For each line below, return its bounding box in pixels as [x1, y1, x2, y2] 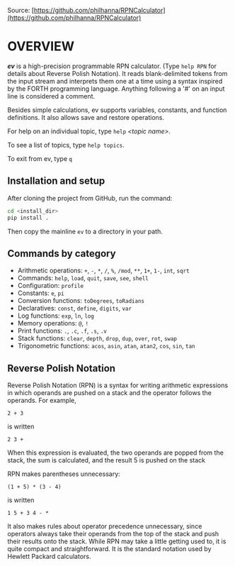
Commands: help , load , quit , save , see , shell [17, 274, 149, 282]
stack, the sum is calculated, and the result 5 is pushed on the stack [7, 456, 206, 465]
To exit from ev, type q [7, 154, 73, 162]
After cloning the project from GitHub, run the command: [7, 194, 173, 202]
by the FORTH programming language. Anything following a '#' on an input [7, 84, 225, 93]
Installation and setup [7, 175, 105, 187]
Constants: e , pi [17, 289, 65, 297]
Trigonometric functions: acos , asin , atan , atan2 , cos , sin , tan [17, 342, 196, 350]
